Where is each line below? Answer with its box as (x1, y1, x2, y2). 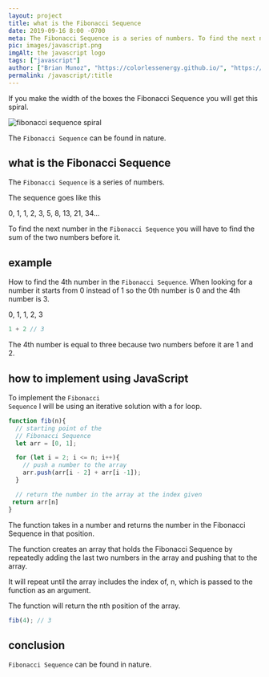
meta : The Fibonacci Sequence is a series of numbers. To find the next (8, 34, 256, 43)
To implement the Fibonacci (8, 392, 100, 402)
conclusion (8, 638, 66, 652)
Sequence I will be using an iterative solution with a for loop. (8, 401, 203, 411)
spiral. (8, 102, 29, 111)
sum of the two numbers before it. (8, 233, 121, 242)
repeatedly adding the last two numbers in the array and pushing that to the (8, 553, 258, 562)
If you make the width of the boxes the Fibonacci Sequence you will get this (8, 93, 259, 103)
